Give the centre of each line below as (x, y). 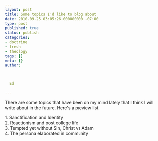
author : (13, 65)
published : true (22, 28)
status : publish (22, 33)
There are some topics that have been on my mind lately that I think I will (79, 102)
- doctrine (16, 42)
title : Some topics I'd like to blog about (51, 14)
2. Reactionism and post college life (42, 123)
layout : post (19, 10)
